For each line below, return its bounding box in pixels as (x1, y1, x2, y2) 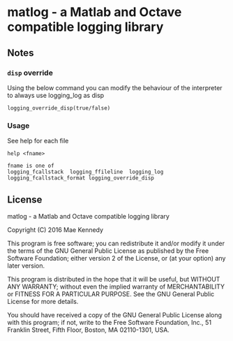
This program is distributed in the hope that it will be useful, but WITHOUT (7, 275, 220, 283)
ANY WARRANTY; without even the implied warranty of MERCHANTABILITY (7, 282, 225, 291)
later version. (7, 261, 45, 270)
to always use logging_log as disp (7, 91, 105, 99)
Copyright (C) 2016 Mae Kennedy (7, 225, 103, 234)
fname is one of (7, 162, 54, 170)
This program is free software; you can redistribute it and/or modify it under (7, 239, 225, 247)
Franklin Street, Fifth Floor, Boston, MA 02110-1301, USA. (7, 326, 170, 334)
